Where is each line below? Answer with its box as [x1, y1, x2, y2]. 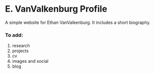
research [12, 43, 30, 49]
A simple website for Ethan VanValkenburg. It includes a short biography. [5, 19, 151, 25]
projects [12, 48, 29, 54]
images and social [12, 58, 49, 64]
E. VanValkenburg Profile [5, 3, 107, 15]
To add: [5, 32, 23, 38]
